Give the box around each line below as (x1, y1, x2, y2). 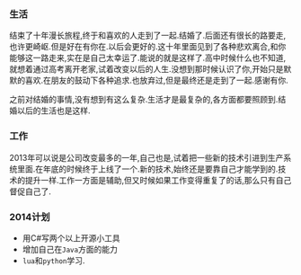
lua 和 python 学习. (22, 254, 85, 266)
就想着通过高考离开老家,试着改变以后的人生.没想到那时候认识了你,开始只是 (9, 64, 285, 75)
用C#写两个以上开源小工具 (22, 232, 120, 244)
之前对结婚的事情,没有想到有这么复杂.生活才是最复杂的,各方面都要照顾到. (9, 94, 279, 105)
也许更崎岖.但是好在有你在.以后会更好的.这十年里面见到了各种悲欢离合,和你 (9, 41, 287, 52)
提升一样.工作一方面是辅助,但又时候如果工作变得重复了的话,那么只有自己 (24, 174, 292, 185)
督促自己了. (9, 186, 52, 197)
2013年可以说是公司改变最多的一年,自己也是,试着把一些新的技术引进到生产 (9, 152, 284, 163)
